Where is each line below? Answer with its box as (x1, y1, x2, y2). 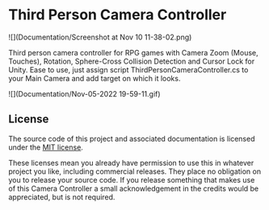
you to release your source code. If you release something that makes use (8, 175, 255, 184)
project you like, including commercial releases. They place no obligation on (8, 167, 261, 176)
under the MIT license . (8, 142, 83, 152)
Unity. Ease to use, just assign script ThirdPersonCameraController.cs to (8, 64, 249, 74)
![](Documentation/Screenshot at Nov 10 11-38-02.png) (8, 32, 192, 42)
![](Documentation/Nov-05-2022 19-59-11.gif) (8, 89, 161, 98)
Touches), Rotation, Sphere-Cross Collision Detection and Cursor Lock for (8, 56, 255, 66)
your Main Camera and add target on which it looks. (8, 73, 181, 83)
